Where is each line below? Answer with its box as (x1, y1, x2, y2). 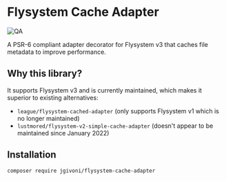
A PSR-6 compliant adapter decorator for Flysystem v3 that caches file (7, 40, 209, 48)
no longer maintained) (17, 114, 81, 122)
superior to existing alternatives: (7, 93, 99, 102)
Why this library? (7, 68, 83, 79)
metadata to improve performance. (7, 48, 107, 56)
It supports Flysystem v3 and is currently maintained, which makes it (7, 86, 202, 94)
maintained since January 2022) (17, 128, 110, 137)
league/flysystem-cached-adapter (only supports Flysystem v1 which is (17, 106, 219, 115)
